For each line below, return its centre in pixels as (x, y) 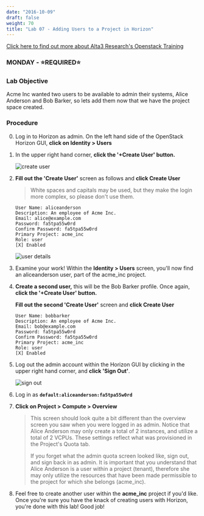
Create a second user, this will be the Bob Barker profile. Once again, (102, 286)
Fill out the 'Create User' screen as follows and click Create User (98, 178)
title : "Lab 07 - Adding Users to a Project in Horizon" (80, 29)
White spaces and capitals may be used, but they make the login (111, 190)
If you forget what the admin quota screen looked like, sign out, (110, 456)
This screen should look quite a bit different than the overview (108, 418)
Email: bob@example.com (45, 327)
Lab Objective (27, 81)
